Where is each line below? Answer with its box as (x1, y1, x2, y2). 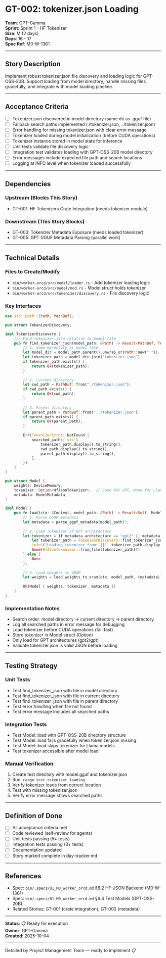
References (5, 872, 41, 880)
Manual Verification (5, 761, 54, 767)
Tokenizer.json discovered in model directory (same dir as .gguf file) (12, 115, 152, 122)
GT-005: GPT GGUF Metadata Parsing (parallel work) (12, 235, 121, 240)
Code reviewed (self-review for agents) (12, 830, 93, 836)
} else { (23, 552, 41, 557)
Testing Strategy (5, 662, 58, 670)
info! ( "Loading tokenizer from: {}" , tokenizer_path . (31, 543, 145, 548)
